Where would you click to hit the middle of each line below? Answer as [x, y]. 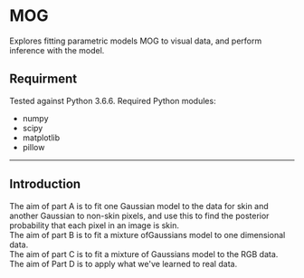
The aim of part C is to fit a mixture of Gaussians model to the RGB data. [144, 254]
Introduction [45, 184]
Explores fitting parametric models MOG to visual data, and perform [136, 41]
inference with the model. [57, 50]
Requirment [43, 79]
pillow [33, 147]
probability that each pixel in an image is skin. [94, 225]
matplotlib [41, 138]
